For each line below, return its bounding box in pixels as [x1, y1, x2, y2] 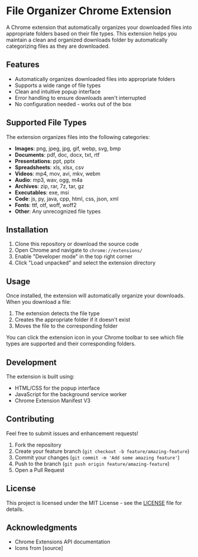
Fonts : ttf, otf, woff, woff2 [14, 201, 77, 208]
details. [6, 506, 24, 513]
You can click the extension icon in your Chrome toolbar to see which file [6, 334, 184, 341]
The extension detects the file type [14, 310, 100, 317]
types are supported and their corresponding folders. [6, 340, 136, 347]
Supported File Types [6, 118, 87, 128]
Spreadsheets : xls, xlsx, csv [14, 164, 85, 171]
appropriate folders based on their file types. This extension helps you [6, 30, 177, 37]
